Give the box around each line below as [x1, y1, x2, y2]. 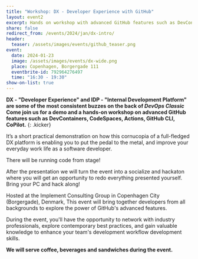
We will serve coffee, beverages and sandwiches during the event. [6, 246, 173, 253]
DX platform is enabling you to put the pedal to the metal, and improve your [6, 139, 189, 146]
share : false [6, 25, 38, 31]
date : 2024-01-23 [11, 53, 54, 58]
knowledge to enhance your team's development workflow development [6, 228, 182, 235]
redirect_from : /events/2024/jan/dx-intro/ [6, 31, 115, 37]
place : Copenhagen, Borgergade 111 [11, 63, 99, 70]
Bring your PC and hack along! [6, 181, 81, 188]
